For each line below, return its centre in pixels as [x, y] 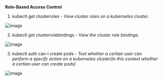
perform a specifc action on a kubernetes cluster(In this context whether [85, 59]
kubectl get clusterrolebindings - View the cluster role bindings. [75, 35]
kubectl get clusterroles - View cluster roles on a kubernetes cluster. [81, 16]
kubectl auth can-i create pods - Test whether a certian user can [77, 54]
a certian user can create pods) [44, 64]
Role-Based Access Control [33, 7]
